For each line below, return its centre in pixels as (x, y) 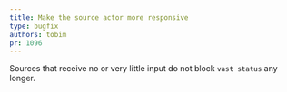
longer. (23, 78)
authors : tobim (38, 34)
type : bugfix (34, 26)
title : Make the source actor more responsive (99, 18)
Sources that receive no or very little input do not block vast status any (144, 69)
